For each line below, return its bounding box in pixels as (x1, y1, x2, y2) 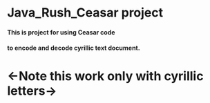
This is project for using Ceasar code (7, 28, 115, 36)
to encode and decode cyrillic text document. (7, 44, 140, 53)
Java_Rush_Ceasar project (7, 5, 164, 21)
